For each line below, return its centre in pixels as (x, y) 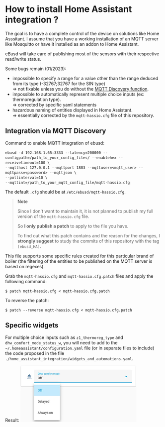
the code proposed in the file (35, 353)
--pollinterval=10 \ (27, 178)
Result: (12, 420)
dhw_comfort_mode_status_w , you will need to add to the (61, 342)
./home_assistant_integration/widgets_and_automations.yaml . (69, 358)
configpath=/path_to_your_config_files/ (48, 158)
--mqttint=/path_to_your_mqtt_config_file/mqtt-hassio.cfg (68, 183)
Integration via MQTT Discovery (56, 131)
